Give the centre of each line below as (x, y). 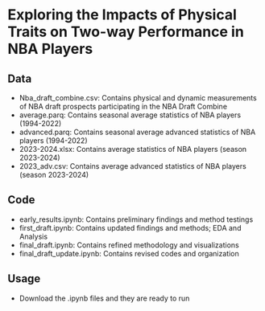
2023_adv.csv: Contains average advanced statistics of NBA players (132, 166)
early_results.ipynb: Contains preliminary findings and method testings (136, 219)
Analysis (33, 236)
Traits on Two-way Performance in (126, 32)
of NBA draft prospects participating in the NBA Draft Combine (123, 106)
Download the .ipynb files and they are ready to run (104, 298)
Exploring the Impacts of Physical (122, 15)
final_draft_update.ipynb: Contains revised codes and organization (129, 253)
